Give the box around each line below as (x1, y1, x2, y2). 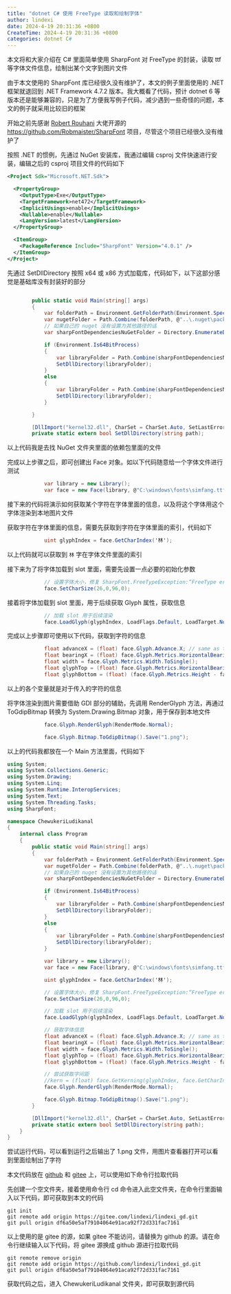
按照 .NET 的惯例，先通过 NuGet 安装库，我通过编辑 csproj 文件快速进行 (7, 151, 212, 159)
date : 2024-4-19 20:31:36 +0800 (7, 23, 100, 30)
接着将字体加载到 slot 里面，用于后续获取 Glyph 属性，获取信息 (7, 598, 186, 606)
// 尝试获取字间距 (43, 1071, 89, 1078)
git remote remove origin (7, 1255, 81, 1262)
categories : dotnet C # (7, 36, 72, 43)
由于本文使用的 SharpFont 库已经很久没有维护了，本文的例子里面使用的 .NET (7, 78, 224, 87)
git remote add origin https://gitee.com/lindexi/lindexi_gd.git (7, 1214, 198, 1220)
